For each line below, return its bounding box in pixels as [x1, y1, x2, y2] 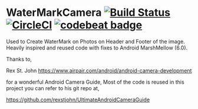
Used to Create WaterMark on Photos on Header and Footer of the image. [6, 38, 186, 45]
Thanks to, [6, 55, 32, 62]
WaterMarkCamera [6, 6, 102, 19]
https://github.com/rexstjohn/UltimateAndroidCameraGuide [6, 96, 150, 103]
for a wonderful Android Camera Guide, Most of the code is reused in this [6, 78, 184, 85]
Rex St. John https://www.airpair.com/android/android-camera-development [6, 67, 192, 74]
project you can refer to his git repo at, [6, 84, 100, 91]
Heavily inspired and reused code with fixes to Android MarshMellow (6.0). [6, 44, 188, 51]
